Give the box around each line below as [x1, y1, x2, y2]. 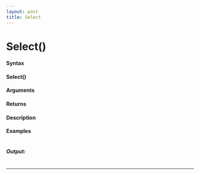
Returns [6, 100, 27, 107]
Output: [6, 148, 26, 155]
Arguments [6, 87, 35, 94]
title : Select [6, 14, 42, 20]
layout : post [6, 8, 39, 15]
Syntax [6, 60, 24, 67]
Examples [6, 128, 32, 135]
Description [6, 114, 36, 121]
